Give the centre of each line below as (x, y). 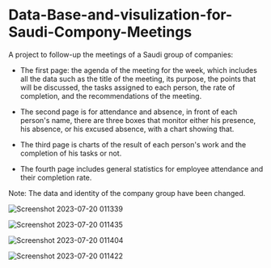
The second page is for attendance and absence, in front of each (129, 112)
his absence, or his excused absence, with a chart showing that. (127, 129)
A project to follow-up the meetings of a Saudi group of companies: (121, 54)
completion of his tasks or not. (71, 153)
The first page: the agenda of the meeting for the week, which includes (138, 70)
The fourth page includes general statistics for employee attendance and (142, 168)
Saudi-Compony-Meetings (100, 32)
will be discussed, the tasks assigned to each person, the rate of (127, 87)
